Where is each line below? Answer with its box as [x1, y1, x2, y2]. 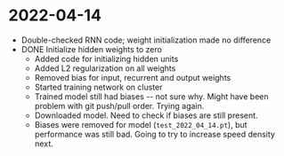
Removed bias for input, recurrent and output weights [34, 72, 231, 82]
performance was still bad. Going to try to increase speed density [34, 129, 275, 139]
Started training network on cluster [34, 82, 163, 92]
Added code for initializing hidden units [34, 53, 179, 64]
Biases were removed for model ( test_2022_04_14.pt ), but [34, 119, 247, 129]
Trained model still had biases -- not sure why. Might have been [34, 90, 269, 102]
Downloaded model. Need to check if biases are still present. [34, 110, 259, 121]
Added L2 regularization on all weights [34, 63, 176, 74]
